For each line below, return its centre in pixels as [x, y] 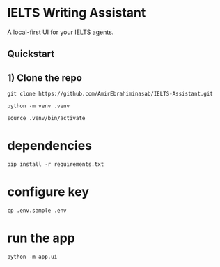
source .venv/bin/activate [46, 119]
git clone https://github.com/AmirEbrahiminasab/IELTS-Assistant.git [110, 94]
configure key [48, 192]
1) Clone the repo [45, 78]
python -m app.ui [32, 257]
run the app [41, 238]
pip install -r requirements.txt [56, 165]
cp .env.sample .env [37, 211]
